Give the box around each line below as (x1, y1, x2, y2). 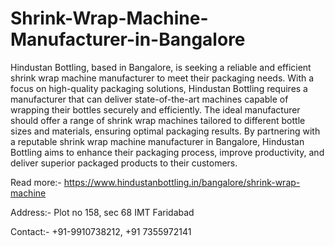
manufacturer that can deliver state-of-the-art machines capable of (10, 93, 289, 105)
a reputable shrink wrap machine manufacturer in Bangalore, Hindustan (10, 135, 305, 147)
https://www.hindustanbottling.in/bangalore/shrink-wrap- (63, 176, 301, 188)
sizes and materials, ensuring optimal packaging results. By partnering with (10, 125, 321, 137)
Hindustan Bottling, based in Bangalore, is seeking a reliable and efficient (10, 61, 312, 73)
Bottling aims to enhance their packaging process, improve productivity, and (10, 146, 325, 158)
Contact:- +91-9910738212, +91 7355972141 (10, 225, 192, 237)
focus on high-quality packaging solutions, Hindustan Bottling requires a (10, 82, 308, 94)
